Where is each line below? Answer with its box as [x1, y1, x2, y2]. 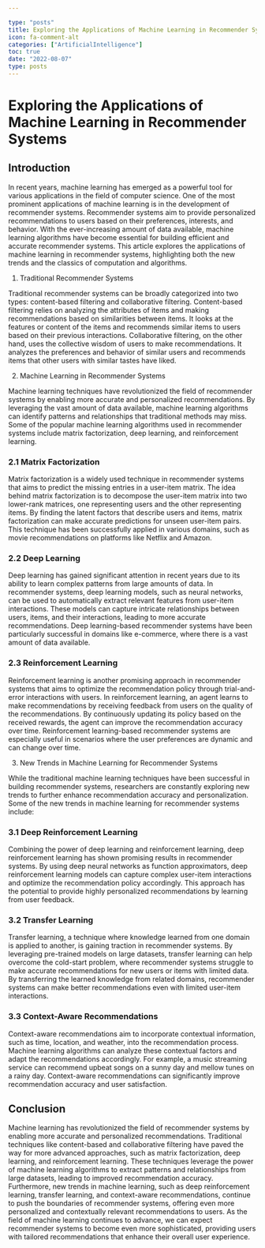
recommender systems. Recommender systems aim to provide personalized [8, 207, 256, 217]
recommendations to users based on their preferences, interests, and [8, 216, 234, 225]
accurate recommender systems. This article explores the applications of [8, 241, 246, 250]
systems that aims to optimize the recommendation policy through [8, 684, 223, 694]
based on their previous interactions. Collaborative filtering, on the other [8, 330, 243, 340]
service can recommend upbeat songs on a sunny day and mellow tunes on [8, 1062, 255, 1072]
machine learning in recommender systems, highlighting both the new [8, 250, 235, 259]
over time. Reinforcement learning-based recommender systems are [8, 726, 231, 735]
